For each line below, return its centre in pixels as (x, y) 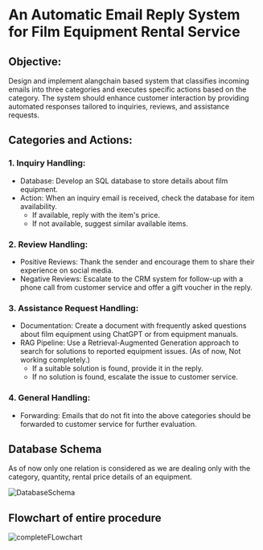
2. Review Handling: (48, 244)
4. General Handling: (49, 398)
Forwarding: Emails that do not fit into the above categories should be (135, 415)
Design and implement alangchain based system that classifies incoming (129, 81)
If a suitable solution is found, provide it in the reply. (117, 368)
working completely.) (55, 360)
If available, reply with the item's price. (96, 215)
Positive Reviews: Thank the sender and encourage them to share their (137, 261)
